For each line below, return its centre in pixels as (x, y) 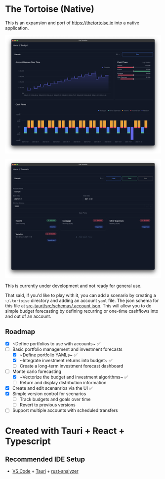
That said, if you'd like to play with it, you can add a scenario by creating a (81, 295)
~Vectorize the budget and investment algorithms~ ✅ (74, 377)
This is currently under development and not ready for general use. (73, 286)
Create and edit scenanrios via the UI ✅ (52, 388)
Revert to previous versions (47, 405)
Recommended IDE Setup (45, 459)
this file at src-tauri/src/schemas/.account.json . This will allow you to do (78, 306)
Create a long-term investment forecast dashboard (71, 366)
